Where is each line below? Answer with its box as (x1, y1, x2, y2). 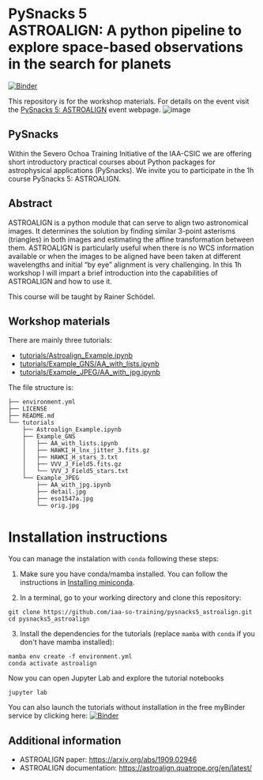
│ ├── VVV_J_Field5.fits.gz (22, 460, 122, 468)
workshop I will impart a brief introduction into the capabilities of (8, 268, 219, 277)
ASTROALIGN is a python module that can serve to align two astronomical (8, 218, 249, 227)
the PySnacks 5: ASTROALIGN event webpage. (8, 104, 162, 114)
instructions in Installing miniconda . (19, 578, 135, 587)
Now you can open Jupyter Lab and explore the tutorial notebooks (8, 673, 224, 683)
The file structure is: (8, 383, 73, 392)
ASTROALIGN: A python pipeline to (8, 21, 242, 39)
